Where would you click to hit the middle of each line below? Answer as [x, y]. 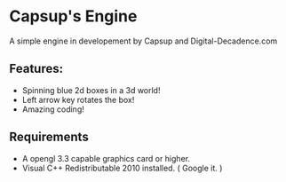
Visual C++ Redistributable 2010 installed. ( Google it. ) [122, 168]
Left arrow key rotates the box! [78, 99]
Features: [36, 69]
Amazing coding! [53, 109]
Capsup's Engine [73, 16]
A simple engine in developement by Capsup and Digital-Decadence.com [143, 41]
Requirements [49, 137]
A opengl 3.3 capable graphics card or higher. [106, 158]
